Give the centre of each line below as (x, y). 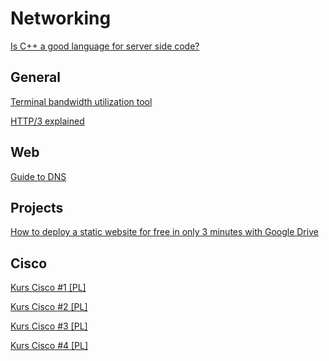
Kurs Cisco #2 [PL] (49, 307)
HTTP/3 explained (47, 121)
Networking (61, 18)
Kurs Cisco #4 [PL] (49, 346)
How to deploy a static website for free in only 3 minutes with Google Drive (164, 232)
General (36, 77)
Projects (37, 207)
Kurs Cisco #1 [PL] (48, 288)
